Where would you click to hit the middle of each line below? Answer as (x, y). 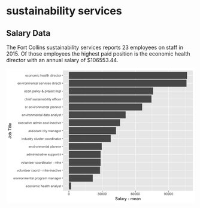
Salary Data (28, 33)
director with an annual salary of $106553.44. (62, 60)
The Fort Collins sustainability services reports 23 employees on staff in (95, 47)
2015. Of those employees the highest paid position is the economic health (98, 54)
